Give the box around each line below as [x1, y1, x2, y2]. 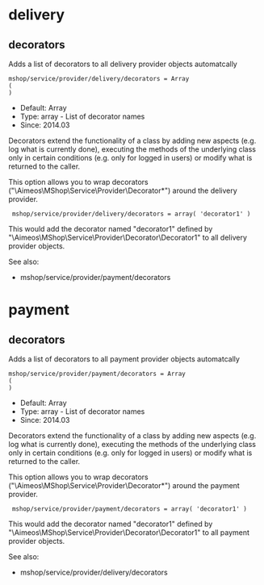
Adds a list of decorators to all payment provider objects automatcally [8, 354, 241, 364]
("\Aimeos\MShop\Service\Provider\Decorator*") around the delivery [8, 186, 238, 195]
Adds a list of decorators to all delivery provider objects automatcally [8, 59, 238, 69]
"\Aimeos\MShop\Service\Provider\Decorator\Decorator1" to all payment [8, 528, 250, 537]
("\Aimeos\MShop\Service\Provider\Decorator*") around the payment [8, 481, 240, 490]
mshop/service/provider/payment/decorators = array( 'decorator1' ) [11, 505, 248, 513]
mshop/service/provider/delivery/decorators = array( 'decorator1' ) [11, 210, 251, 218]
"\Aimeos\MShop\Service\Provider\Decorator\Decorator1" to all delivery [8, 232, 248, 242]
